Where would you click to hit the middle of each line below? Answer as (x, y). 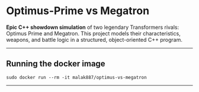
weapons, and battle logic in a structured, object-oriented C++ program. (94, 40)
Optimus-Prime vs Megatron (78, 11)
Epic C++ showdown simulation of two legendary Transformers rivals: (93, 27)
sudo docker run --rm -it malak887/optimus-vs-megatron (76, 77)
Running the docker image (56, 64)
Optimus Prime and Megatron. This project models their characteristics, (93, 33)
